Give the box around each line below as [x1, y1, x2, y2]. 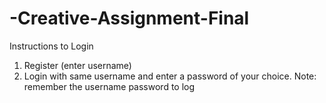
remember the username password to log [23, 80, 196, 92]
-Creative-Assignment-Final [9, 7, 250, 30]
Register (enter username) [23, 59, 132, 71]
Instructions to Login [9, 40, 94, 52]
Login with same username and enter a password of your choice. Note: [23, 70, 317, 82]
